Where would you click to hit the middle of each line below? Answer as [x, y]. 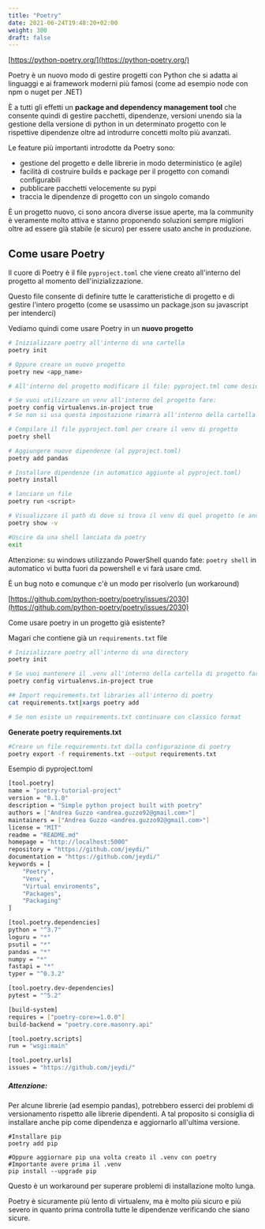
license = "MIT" [35, 827]
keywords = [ [30, 864]
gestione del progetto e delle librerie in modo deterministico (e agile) [131, 163]
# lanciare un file [40, 494]
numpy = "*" [28, 959]
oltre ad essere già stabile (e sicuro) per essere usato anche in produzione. [130, 229]
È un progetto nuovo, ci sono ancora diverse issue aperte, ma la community [131, 212]
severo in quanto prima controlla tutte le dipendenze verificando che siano [129, 1210]
